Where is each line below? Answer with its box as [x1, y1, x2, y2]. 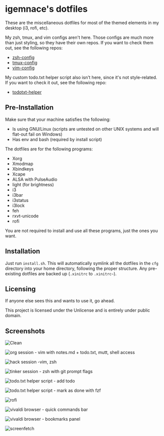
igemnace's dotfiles [5, 3, 88, 15]
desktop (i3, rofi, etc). [5, 25, 49, 30]
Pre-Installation [5, 103, 54, 112]
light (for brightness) [12, 181, 54, 187]
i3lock [12, 203, 25, 208]
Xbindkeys [12, 166, 34, 172]
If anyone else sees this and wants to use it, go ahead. [5, 298, 115, 304]
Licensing [5, 285, 36, 293]
